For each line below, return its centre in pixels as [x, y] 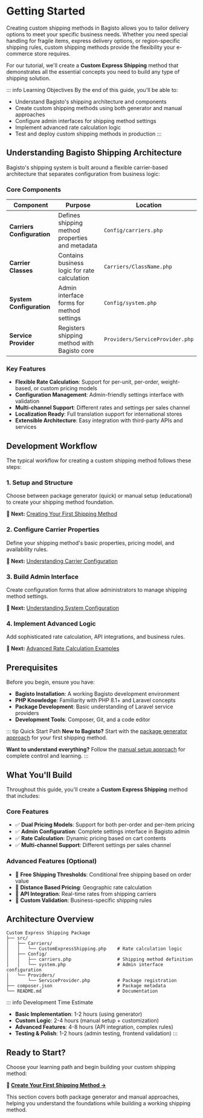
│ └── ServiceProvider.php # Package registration [92, 981]
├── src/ [17, 938]
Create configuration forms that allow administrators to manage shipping [97, 590]
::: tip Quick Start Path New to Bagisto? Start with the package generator [97, 731]
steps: [14, 467]
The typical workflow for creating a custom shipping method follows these [99, 460]
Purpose [78, 205]
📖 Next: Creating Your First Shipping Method [62, 514]
